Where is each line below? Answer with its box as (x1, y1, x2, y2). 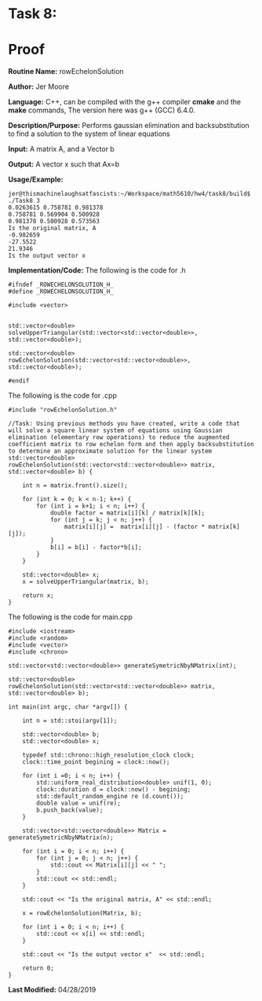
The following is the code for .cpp (8, 390, 118, 401)
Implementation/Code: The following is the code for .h (8, 266, 186, 275)
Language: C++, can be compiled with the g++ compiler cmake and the (8, 97, 242, 107)
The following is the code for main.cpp (8, 612, 133, 621)
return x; (22, 592, 55, 599)
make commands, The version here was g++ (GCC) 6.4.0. (8, 105, 196, 115)
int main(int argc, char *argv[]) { (8, 703, 128, 711)
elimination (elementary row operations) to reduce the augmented (8, 434, 230, 442)
